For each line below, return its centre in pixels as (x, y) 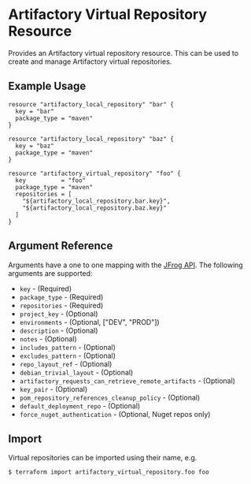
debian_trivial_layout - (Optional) (76, 372)
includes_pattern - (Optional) (68, 347)
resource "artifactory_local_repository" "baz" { (91, 139)
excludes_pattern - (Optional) (68, 356)
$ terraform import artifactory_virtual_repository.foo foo (109, 472)
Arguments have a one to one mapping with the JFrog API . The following (126, 265)
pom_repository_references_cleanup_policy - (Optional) (110, 397)
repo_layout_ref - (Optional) (66, 363)
